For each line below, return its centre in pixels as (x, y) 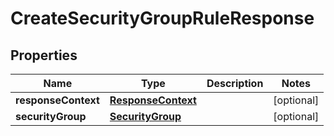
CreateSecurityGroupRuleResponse (162, 18)
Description (235, 83)
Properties (44, 55)
